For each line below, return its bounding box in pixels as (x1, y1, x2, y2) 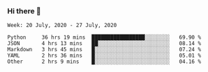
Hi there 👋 (7, 6, 42, 16)
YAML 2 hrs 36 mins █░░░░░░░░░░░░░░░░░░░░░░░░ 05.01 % (7, 52, 201, 60)
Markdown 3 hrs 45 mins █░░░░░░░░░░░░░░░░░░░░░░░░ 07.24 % (7, 46, 201, 53)
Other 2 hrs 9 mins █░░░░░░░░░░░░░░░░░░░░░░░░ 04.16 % (7, 58, 201, 65)
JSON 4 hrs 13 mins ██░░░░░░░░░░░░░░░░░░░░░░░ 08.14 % (7, 40, 201, 47)
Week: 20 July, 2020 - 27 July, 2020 (7, 22, 117, 29)
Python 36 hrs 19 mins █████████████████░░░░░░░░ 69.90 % (7, 34, 201, 41)
